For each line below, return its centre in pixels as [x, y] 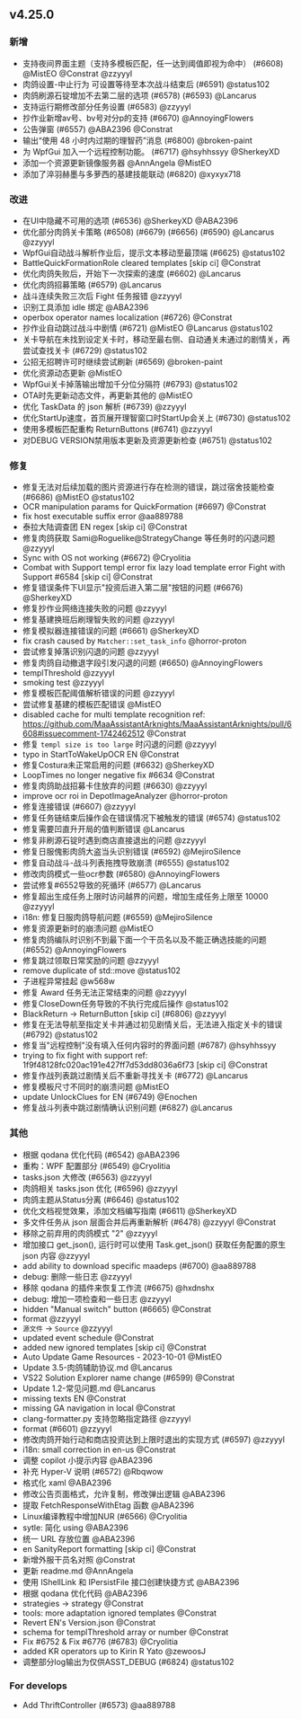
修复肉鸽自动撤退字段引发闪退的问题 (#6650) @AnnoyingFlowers [142, 663]
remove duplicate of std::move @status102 [102, 970]
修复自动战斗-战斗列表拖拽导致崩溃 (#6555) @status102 [126, 863]
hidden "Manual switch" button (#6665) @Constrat [117, 1309]
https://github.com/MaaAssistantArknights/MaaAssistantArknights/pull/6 [157, 724]
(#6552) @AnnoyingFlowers [75, 950]
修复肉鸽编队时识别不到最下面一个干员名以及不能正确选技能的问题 [144, 940]
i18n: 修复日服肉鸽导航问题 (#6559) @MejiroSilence [117, 917]
